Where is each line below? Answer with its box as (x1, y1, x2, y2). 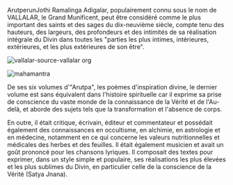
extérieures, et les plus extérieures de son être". (7, 43, 145, 51)
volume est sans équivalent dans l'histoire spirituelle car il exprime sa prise (7, 90, 222, 98)
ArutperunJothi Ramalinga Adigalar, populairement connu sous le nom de (7, 6, 217, 14)
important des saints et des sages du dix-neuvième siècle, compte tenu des (7, 21, 225, 28)
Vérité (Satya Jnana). (7, 170, 68, 178)
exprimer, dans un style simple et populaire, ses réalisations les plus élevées (7, 155, 226, 164)
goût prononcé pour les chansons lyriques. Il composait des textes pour (7, 148, 214, 156)
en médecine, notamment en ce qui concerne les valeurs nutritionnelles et (7, 133, 220, 141)
